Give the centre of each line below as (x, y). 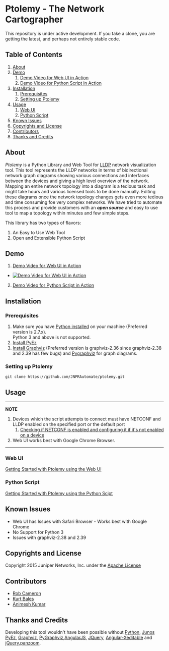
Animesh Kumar (29, 604)
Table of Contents (34, 55)
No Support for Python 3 (38, 532)
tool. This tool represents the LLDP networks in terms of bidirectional (76, 170)
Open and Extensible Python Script (49, 238)
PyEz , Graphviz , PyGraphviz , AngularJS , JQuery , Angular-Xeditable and (79, 638)
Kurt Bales (23, 599)
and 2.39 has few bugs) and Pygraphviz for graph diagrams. (75, 353)
